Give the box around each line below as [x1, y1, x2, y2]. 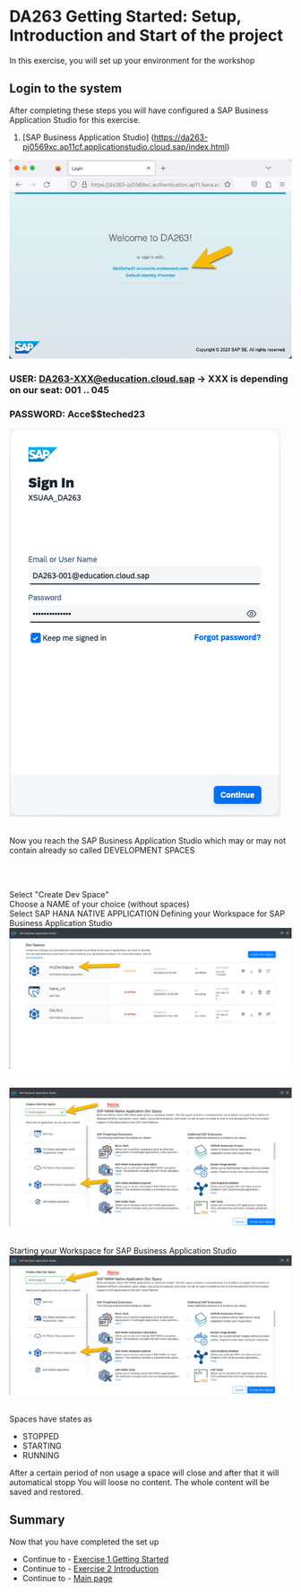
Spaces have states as [9, 1413, 92, 1424]
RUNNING [21, 1450, 60, 1461]
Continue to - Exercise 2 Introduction [21, 1563, 159, 1574]
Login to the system [9, 81, 123, 96]
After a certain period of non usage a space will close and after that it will [9, 1467, 279, 1478]
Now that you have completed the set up [9, 1536, 159, 1547]
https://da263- [153, 132, 209, 143]
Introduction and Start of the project [9, 25, 284, 46]
